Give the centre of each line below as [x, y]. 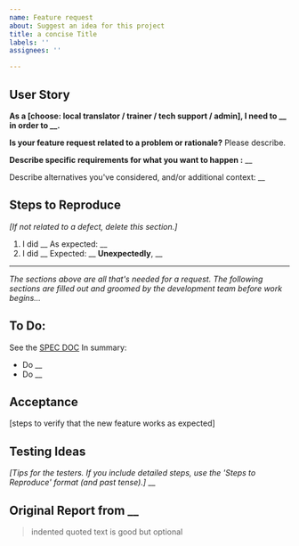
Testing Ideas [48, 451]
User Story [40, 94]
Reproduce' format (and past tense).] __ [82, 483]
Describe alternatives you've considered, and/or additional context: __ [137, 177]
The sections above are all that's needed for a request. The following [136, 279]
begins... [25, 297]
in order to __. [35, 125]
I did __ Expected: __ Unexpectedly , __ [92, 253]
